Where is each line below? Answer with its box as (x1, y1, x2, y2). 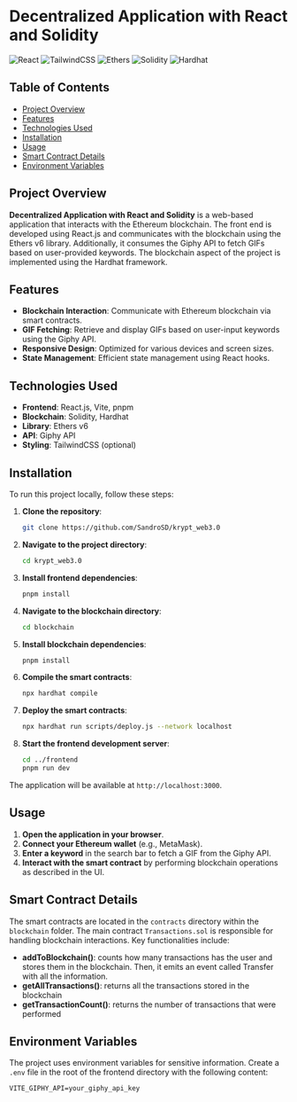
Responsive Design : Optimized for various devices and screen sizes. (21, 343, 274, 354)
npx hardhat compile (21, 689, 98, 698)
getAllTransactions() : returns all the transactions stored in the (21, 980, 250, 990)
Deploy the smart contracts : (21, 705, 128, 715)
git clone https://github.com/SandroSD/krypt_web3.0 (21, 523, 221, 532)
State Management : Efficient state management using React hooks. (21, 353, 270, 363)
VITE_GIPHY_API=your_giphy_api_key (9, 1084, 141, 1093)
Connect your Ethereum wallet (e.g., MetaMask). (21, 838, 203, 848)
